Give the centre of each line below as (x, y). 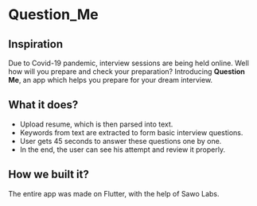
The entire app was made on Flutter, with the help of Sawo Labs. (114, 193)
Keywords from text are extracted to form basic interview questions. (131, 132)
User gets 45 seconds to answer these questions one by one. (121, 141)
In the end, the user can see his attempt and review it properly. (122, 150)
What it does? (43, 105)
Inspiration (36, 44)
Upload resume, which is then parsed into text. (96, 124)
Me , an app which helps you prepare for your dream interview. (111, 80)
